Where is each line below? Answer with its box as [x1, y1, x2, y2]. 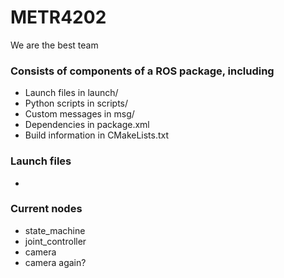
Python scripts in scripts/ [24, 97, 129, 110]
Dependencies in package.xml [24, 119, 150, 131]
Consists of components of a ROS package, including [10, 64, 275, 78]
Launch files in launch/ [24, 87, 119, 99]
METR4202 [10, 6, 107, 29]
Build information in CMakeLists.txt [24, 129, 170, 141]
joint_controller [24, 235, 87, 247]
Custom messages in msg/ [24, 108, 135, 120]
